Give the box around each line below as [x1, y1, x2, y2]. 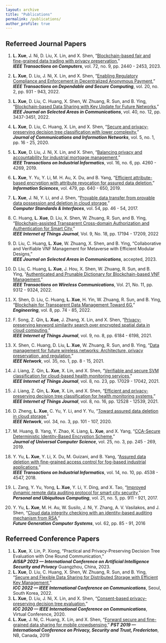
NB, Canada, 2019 [12, 632, 50, 638]
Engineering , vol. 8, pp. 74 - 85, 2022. [12, 307, 91, 313]
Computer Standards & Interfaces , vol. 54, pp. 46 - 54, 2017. [12, 206, 138, 212]
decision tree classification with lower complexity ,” [36, 129, 139, 135]
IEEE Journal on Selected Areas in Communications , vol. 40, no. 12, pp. [12, 109, 161, 115]
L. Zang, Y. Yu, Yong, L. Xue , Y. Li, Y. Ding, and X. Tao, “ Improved [12, 485, 146, 491]
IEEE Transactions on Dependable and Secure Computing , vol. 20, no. [12, 83, 159, 89]
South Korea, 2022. [12, 590, 53, 596]
